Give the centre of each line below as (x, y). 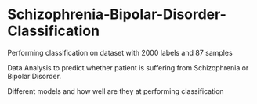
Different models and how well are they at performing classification (116, 91)
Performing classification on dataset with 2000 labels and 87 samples (120, 52)
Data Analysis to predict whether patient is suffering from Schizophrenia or (128, 67)
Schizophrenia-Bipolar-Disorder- (117, 14)
